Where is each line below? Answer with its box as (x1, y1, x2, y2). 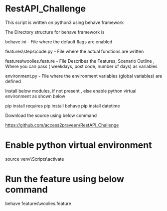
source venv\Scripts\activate (5, 156, 64, 162)
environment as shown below (5, 93, 66, 99)
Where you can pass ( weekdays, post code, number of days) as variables (5, 63, 158, 69)
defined (5, 78, 21, 84)
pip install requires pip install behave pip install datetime (5, 103, 121, 108)
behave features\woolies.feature (5, 200, 71, 207)
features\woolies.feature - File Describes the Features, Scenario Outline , (5, 58, 155, 64)
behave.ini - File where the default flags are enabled (5, 38, 113, 45)
